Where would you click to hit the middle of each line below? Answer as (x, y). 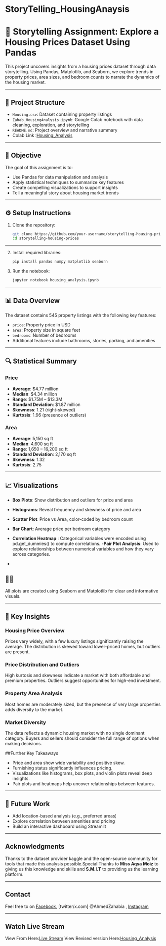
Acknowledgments (35, 847)
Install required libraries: (37, 253)
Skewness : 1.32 (29, 459)
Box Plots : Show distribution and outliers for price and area (73, 500)
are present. (18, 652)
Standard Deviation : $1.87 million (46, 405)
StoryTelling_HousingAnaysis (67, 9)
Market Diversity (26, 722)
